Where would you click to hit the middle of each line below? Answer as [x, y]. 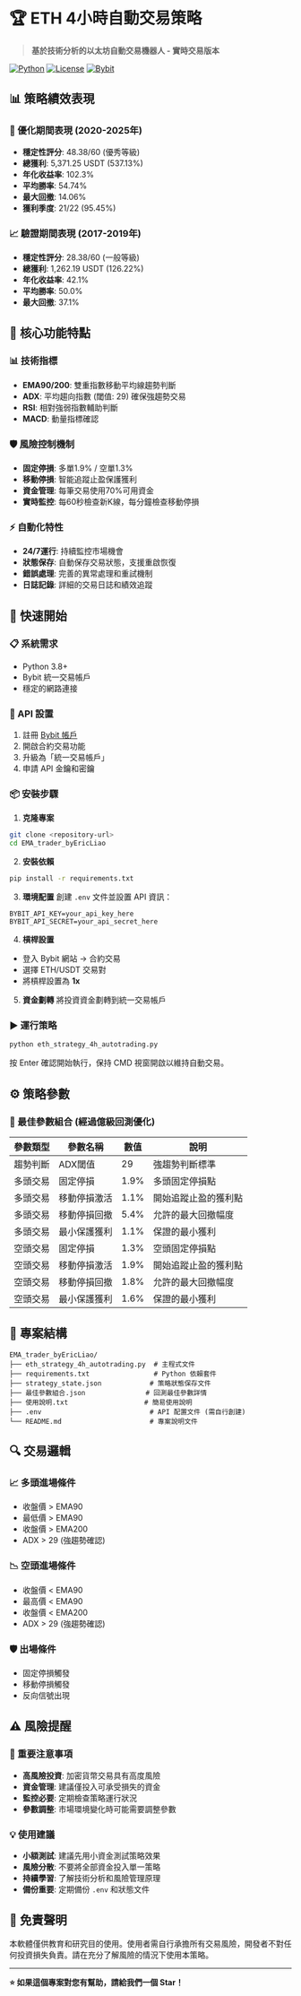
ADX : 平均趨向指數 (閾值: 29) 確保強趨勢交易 [104, 396]
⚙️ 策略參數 [39, 1093]
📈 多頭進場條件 [43, 1483]
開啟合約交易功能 [54, 746]
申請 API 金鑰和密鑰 [59, 768]
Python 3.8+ [45, 666]
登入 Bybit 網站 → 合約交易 [71, 959]
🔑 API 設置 [31, 714]
